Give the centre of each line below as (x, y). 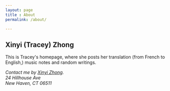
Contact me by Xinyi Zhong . (35, 73)
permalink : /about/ (26, 19)
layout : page (19, 10)
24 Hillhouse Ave (23, 78)
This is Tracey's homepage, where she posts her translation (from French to (85, 57)
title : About (20, 15)
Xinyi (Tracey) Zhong (40, 45)
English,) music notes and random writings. (51, 62)
